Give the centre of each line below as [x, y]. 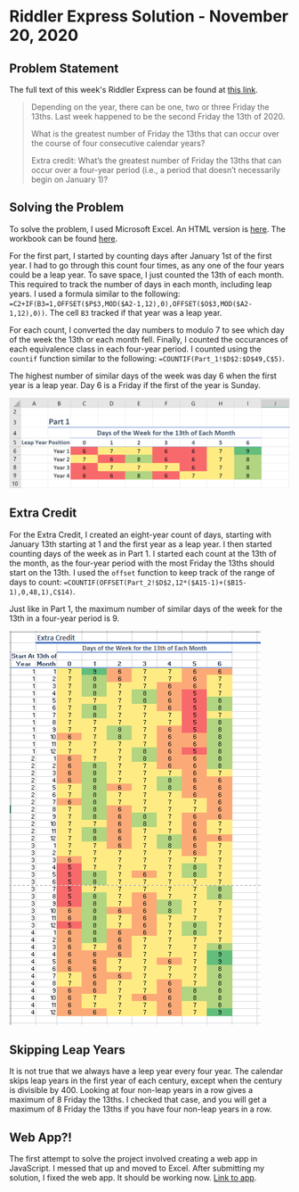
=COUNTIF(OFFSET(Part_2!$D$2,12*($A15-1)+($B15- [155, 583]
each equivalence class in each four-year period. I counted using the [135, 349]
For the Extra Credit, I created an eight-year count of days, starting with [140, 534]
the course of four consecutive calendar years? [118, 143]
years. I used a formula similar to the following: [95, 294]
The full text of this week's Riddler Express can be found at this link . [133, 90]
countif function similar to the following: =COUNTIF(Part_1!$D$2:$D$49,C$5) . [147, 358]
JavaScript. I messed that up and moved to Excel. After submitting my [137, 1168]
